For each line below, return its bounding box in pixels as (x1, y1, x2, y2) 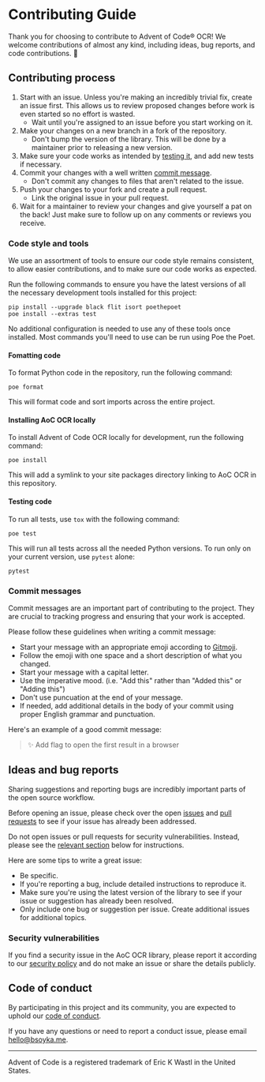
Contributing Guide (8, 6, 136, 24)
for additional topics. (19, 912, 87, 922)
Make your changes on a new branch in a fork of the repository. (19, 126, 227, 135)
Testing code (8, 497, 53, 506)
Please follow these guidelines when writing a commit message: (8, 626, 217, 637)
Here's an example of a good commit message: (8, 724, 162, 734)
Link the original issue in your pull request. (31, 193, 170, 202)
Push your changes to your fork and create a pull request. (19, 184, 207, 194)
